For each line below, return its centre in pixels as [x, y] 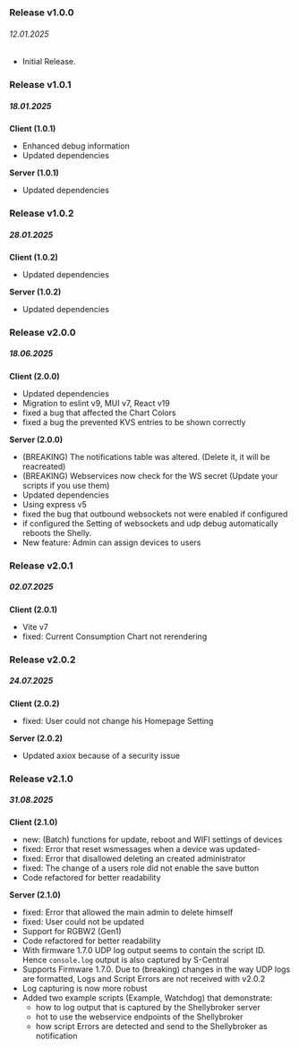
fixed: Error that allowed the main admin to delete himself [128, 912]
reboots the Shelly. [57, 533]
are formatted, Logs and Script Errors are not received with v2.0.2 [144, 979]
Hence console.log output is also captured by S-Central [126, 960]
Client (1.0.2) [34, 257]
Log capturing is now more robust [85, 988]
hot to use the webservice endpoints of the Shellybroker [139, 1017]
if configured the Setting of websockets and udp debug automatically [150, 523]
